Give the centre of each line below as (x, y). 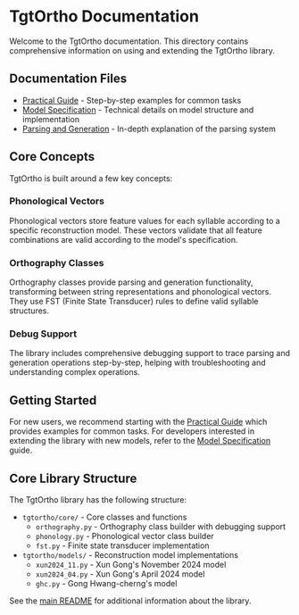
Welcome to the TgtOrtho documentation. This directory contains (129, 41)
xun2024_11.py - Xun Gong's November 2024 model (131, 565)
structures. (29, 311)
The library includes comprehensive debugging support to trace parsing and (150, 353)
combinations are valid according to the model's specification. (124, 239)
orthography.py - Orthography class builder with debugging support (161, 527)
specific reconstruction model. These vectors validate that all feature (136, 230)
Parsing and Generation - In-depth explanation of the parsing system (149, 129)
